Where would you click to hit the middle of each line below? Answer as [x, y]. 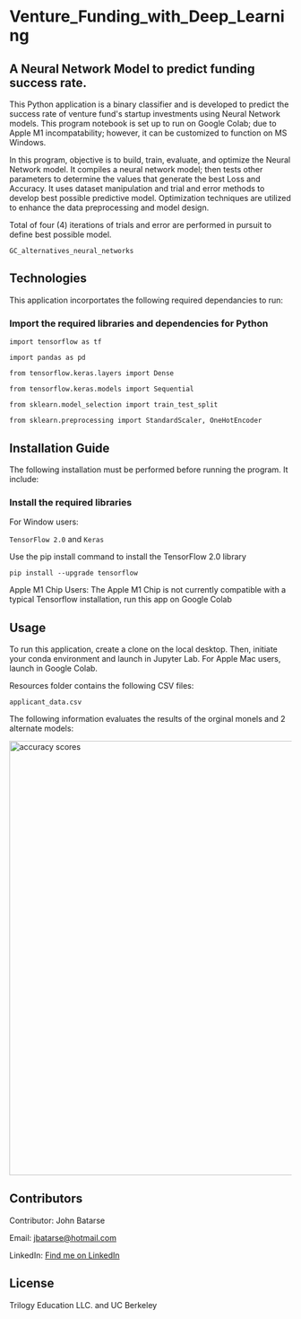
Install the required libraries [71, 502]
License [32, 1284]
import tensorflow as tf [56, 342]
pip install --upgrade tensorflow [74, 573]
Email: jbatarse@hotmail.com [63, 1237]
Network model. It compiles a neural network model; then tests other [136, 169]
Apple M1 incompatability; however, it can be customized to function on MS [148, 133]
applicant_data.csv [46, 702]
